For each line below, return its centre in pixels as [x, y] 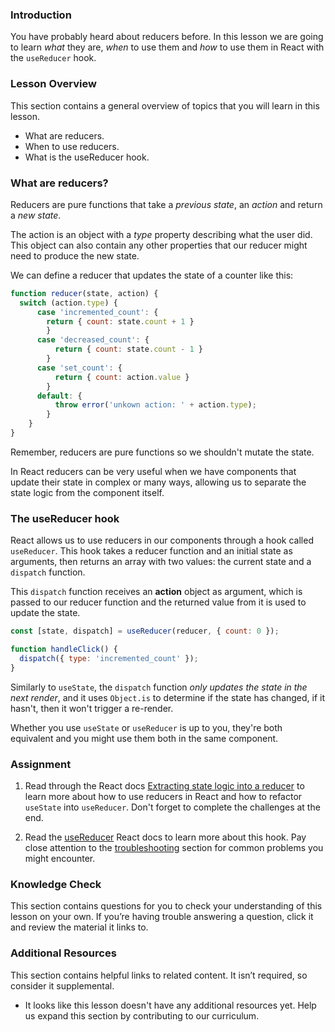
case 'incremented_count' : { [97, 312]
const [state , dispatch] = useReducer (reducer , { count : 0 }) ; [145, 631]
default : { [59, 396]
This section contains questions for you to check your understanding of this [166, 906]
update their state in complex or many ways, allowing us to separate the [158, 482]
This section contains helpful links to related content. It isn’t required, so [159, 975]
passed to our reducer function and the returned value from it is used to [158, 602]
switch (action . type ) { [68, 303]
